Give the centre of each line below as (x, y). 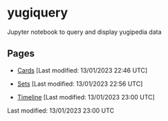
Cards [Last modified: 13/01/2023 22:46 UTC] (82, 70)
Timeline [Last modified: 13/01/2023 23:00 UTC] (86, 97)
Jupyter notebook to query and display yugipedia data (84, 32)
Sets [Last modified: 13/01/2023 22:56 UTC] (80, 84)
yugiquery (38, 13)
